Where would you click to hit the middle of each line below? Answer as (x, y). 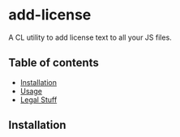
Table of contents (54, 63)
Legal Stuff (39, 100)
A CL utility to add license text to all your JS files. (90, 37)
